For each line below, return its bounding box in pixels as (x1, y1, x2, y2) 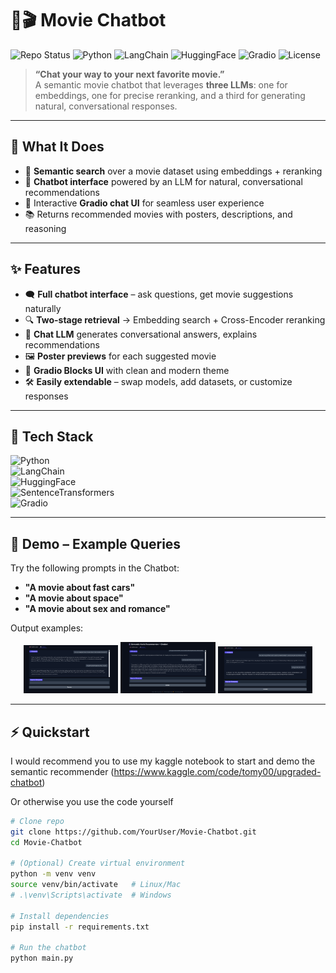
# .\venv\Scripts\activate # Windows (10, 890, 172, 901)
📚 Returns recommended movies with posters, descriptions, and (24, 208, 293, 220)
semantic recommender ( (10, 765, 115, 777)
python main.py (10, 953, 74, 964)
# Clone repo (10, 816, 65, 826)
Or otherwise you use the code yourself (10, 795, 174, 807)
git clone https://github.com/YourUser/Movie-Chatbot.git (10, 827, 257, 837)
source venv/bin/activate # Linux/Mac (10, 880, 182, 890)
